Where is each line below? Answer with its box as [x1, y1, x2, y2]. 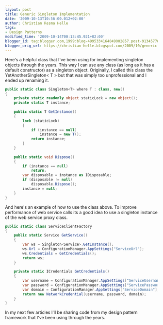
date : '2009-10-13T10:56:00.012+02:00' [5, 16, 86, 21]
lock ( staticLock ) [22, 118, 60, 123]
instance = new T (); [39, 132, 81, 137]
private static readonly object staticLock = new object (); [14, 96, 138, 101]
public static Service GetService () [14, 233, 88, 238]
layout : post [5, 7, 32, 12]
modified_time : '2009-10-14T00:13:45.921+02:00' [5, 35, 105, 39]
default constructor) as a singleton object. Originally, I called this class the [5, 67, 153, 73]
